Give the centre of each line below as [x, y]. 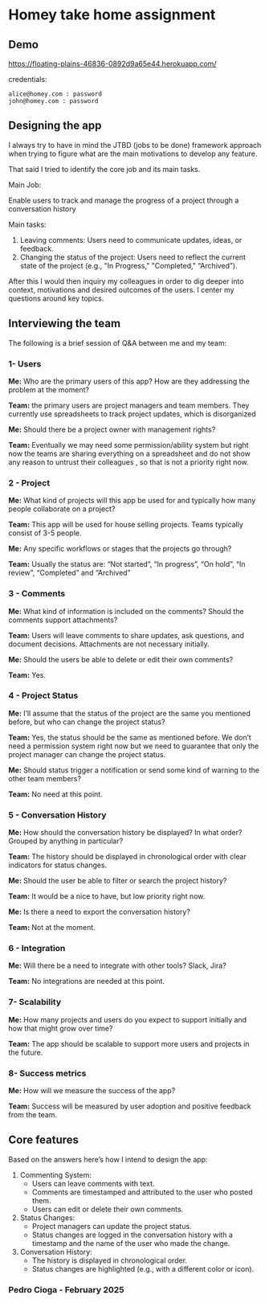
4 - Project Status [43, 695]
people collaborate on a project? [62, 509]
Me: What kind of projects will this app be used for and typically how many [132, 501]
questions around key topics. [56, 298]
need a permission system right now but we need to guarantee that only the [134, 746]
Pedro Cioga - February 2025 [66, 1289]
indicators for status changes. [58, 865]
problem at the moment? [49, 389]
